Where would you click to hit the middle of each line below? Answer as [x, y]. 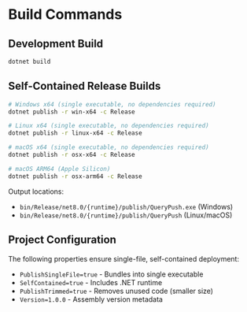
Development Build [56, 44]
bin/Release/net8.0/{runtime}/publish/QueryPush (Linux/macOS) [126, 215]
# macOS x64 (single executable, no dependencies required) [109, 147]
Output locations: [36, 191]
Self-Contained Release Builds [85, 86]
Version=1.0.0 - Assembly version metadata [91, 299]
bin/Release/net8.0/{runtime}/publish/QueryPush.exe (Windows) [126, 206]
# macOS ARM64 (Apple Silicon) [59, 169]
